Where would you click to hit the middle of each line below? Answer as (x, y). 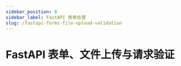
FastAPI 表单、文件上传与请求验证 (90, 54)
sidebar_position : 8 (32, 12)
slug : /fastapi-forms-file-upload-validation (64, 23)
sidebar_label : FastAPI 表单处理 (46, 17)
